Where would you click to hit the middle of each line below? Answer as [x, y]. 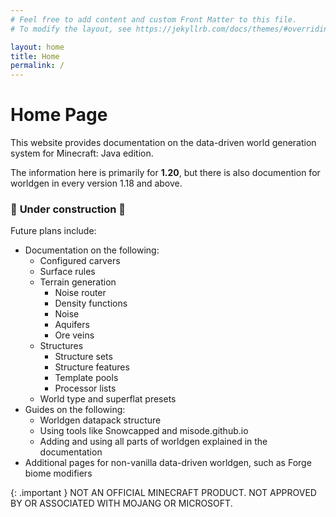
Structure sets [83, 357]
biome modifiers [58, 473]
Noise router [80, 293]
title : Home [35, 56]
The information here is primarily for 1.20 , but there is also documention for [165, 173]
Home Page [59, 115]
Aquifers [72, 325]
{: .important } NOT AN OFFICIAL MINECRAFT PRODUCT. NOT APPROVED [163, 493]
